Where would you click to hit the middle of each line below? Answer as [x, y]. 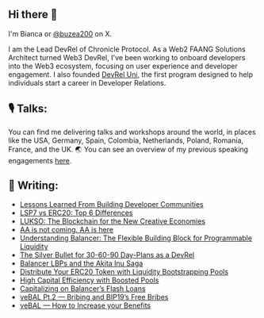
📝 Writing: [33, 186]
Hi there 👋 [33, 15]
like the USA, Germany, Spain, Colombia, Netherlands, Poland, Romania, [126, 140]
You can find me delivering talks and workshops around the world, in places [132, 132]
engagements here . [40, 160]
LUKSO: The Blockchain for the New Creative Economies [113, 221]
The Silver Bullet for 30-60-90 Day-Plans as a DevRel [107, 255]
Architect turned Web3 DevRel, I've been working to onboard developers [127, 57]
